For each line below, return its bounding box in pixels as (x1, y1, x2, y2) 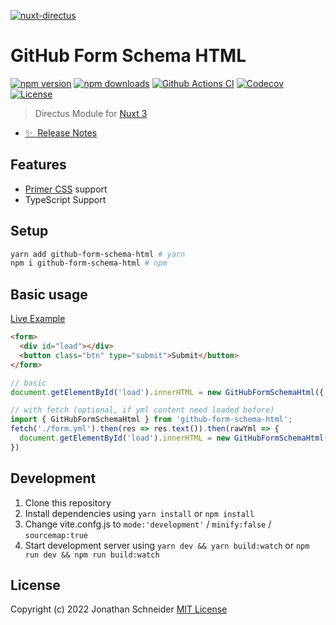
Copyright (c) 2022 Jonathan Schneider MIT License (10, 603, 228, 615)
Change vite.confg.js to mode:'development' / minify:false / (24, 518, 272, 530)
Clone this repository (24, 496, 112, 509)
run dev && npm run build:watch (24, 550, 160, 560)
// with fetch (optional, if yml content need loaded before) (10, 405, 275, 415)
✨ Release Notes (24, 126, 98, 139)
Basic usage (10, 286, 88, 303)
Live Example (10, 313, 66, 325)
